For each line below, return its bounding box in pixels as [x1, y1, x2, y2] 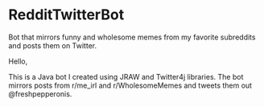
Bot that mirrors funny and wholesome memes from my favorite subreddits [8, 32, 256, 42]
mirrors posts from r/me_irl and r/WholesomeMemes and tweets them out [8, 80, 252, 90]
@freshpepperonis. [8, 88, 72, 98]
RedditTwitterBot [8, 6, 125, 24]
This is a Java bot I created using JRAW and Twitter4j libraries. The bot [8, 72, 244, 81]
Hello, [8, 56, 28, 66]
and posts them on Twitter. [8, 40, 97, 50]
